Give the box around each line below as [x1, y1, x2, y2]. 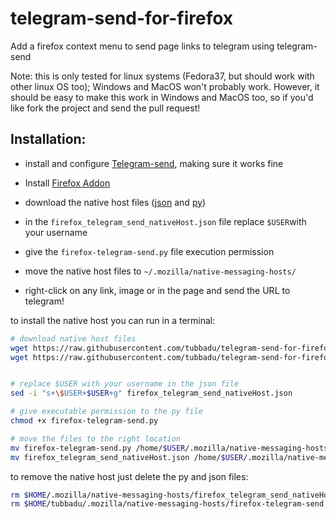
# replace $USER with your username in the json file [10, 379, 240, 389]
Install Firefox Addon [24, 177, 111, 189]
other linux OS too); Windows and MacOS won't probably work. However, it [10, 80, 320, 92]
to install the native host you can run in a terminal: [10, 314, 216, 326]
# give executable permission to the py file [10, 407, 203, 417]
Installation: [10, 131, 87, 148]
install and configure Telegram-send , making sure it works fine [24, 157, 284, 169]
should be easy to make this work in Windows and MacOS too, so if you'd [10, 91, 314, 103]
